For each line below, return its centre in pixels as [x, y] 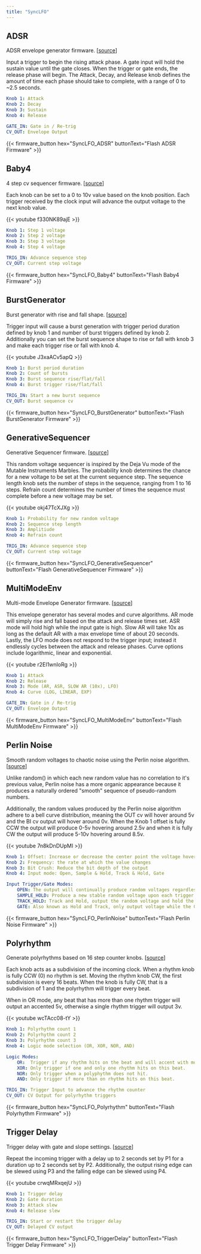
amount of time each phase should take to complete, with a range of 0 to [96, 81]
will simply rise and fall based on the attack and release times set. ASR [93, 621]
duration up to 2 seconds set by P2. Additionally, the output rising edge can [99, 1165]
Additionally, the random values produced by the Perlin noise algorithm [94, 808]
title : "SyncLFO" [28, 12]
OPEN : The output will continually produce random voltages [93, 890]
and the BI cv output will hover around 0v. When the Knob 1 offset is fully [96, 821]
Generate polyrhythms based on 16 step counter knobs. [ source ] [86, 958]
